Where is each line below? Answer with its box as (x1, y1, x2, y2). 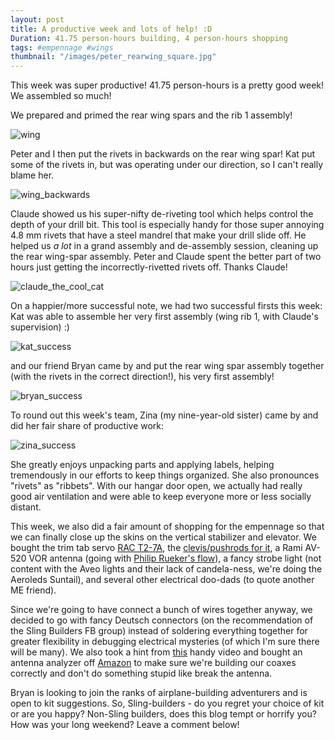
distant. (10, 501, 42, 513)
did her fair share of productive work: (10, 420, 165, 432)
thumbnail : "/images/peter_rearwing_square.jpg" (10, 52, 217, 62)
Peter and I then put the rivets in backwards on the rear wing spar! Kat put (10, 148, 316, 160)
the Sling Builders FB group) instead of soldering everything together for (10, 625, 308, 637)
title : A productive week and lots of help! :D (10, 24, 213, 34)
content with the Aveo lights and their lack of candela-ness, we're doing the (10, 563, 323, 575)
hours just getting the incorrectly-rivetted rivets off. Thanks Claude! (10, 261, 288, 273)
